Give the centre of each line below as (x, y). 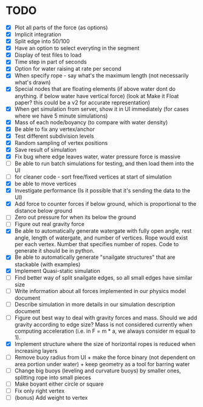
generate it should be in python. (54, 251)
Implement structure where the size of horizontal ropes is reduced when (105, 344)
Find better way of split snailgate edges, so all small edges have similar (103, 277)
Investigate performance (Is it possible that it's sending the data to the (102, 191)
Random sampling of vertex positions (61, 143)
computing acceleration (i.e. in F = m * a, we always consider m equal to (105, 331)
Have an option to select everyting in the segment (77, 48)
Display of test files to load (48, 55)
